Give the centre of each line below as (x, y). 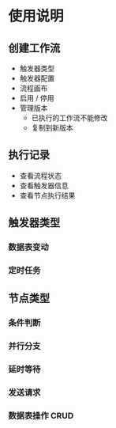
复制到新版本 (52, 128)
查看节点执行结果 (47, 195)
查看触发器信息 (44, 185)
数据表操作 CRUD (41, 416)
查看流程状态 (40, 176)
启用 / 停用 (37, 98)
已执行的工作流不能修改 (69, 118)
